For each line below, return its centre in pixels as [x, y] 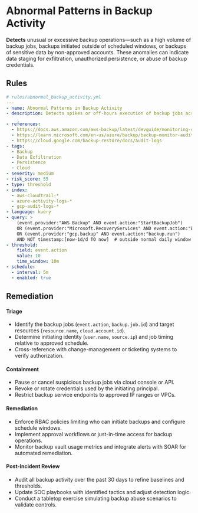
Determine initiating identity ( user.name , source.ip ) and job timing [94, 337]
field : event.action [42, 250]
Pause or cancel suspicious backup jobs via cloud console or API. [95, 383]
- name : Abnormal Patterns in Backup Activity [64, 108]
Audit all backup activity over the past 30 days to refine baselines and [99, 479]
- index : [17, 190]
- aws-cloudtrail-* [35, 195]
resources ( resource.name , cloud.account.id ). [70, 331]
